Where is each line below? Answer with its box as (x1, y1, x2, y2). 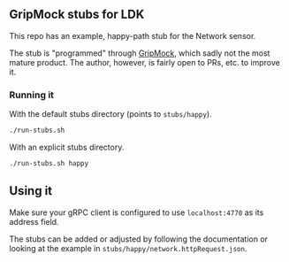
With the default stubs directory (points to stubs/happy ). (9, 109, 212, 119)
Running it (9, 89, 55, 101)
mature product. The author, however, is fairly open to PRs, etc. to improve (9, 57, 280, 67)
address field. (9, 216, 59, 227)
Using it (9, 183, 53, 198)
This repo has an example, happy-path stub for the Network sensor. (9, 30, 256, 41)
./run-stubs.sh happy (9, 158, 89, 167)
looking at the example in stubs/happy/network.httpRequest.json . (9, 243, 247, 253)
